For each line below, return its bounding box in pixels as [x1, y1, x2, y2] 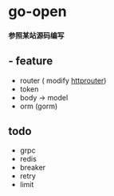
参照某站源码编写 [8, 31, 65, 40]
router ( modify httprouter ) [19, 76, 107, 85]
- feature [8, 55, 53, 68]
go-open [8, 2, 67, 21]
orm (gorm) [19, 101, 58, 111]
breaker [19, 163, 46, 173]
